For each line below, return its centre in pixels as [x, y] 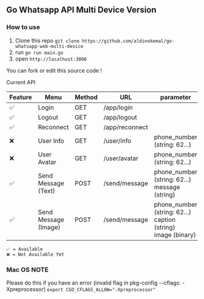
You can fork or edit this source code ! [54, 70]
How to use [23, 27]
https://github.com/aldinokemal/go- [128, 41]
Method [87, 97]
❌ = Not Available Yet [36, 254]
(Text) [47, 190]
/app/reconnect [126, 127]
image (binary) [175, 235]
